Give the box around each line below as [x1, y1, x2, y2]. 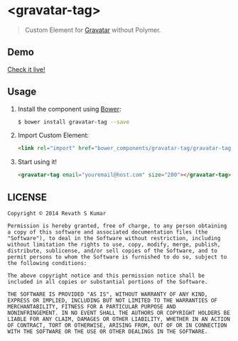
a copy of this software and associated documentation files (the [7, 229, 208, 236]
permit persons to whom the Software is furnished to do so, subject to [7, 254, 227, 261]
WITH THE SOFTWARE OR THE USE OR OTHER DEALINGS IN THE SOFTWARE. [7, 328, 208, 335]
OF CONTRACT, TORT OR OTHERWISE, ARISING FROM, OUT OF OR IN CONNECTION [7, 322, 227, 329]
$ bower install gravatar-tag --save [17, 118, 130, 126]
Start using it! [17, 158, 58, 166]
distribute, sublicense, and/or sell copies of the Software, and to [7, 247, 218, 254]
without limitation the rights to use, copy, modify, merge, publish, [7, 241, 221, 248]
